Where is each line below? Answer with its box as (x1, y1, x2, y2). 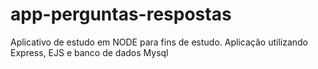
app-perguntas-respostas (10, 3, 232, 26)
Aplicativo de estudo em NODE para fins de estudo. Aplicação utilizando (10, 36, 308, 48)
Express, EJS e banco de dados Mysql (10, 46, 169, 58)
